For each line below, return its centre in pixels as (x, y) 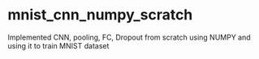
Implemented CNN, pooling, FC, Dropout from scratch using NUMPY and (129, 37)
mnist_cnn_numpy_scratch (100, 15)
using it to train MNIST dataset (58, 45)
